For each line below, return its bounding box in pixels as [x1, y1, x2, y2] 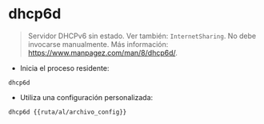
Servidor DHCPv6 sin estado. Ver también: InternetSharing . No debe [27, 31, 257, 41]
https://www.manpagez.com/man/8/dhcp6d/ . [27, 48, 178, 57]
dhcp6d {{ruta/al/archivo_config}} [8, 108, 127, 116]
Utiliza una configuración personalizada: [19, 92, 154, 102]
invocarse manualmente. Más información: [27, 39, 169, 48]
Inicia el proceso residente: [19, 63, 110, 72]
